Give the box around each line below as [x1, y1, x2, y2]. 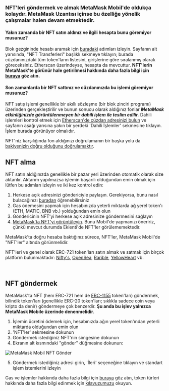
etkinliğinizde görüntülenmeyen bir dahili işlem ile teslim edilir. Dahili [5, 112, 152, 118]
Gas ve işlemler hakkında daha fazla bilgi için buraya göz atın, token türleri [5, 374, 159, 381]
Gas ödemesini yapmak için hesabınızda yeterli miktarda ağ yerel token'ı [12, 203, 163, 209]
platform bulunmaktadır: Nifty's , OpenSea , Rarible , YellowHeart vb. [5, 255, 144, 261]
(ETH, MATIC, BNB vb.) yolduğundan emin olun [12, 208, 111, 214]
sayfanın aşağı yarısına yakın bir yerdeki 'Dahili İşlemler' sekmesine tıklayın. [5, 123, 162, 129]
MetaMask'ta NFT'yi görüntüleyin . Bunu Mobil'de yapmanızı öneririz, [12, 219, 155, 225]
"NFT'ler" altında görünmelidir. [5, 240, 69, 246]
